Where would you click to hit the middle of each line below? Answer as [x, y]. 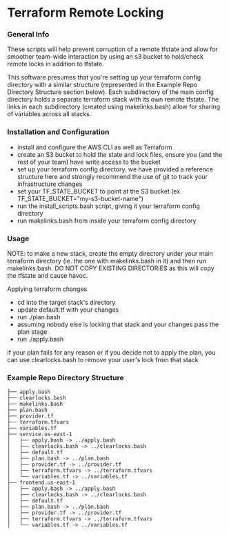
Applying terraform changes [47, 289]
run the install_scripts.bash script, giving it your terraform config [108, 206]
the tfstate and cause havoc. [48, 276]
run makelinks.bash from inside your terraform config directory [107, 220]
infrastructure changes [50, 184]
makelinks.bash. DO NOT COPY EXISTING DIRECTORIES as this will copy [111, 268]
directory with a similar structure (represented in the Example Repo [102, 85]
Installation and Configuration [58, 132]
